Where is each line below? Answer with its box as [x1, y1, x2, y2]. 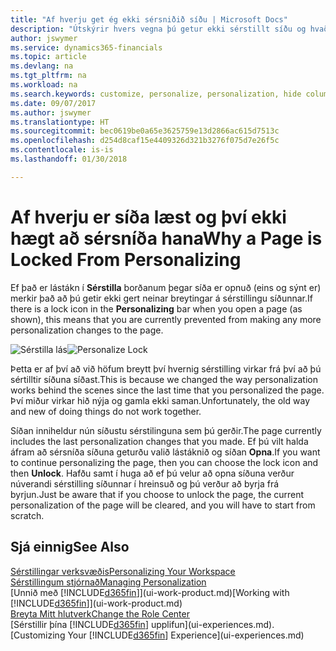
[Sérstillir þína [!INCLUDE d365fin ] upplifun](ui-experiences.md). [10, 618, 275, 630]
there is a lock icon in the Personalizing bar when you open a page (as [10, 302, 303, 315]
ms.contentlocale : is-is [10, 145, 114, 155]
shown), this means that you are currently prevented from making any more [10, 313, 322, 325]
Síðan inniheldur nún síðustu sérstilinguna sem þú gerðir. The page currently [10, 424, 322, 436]
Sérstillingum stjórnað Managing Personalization [10, 576, 207, 588]
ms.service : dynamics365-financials [10, 42, 163, 53]
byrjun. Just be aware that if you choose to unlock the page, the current [10, 488, 305, 500]
